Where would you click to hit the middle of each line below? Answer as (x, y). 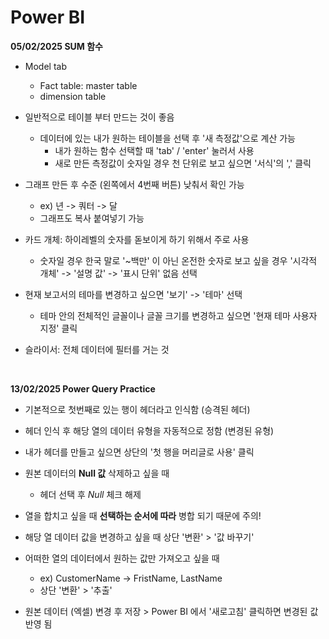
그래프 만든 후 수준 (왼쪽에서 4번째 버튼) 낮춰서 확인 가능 (134, 184)
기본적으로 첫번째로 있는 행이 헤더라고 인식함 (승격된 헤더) (137, 409)
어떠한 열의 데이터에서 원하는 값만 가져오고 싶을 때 (122, 558)
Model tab (45, 66)
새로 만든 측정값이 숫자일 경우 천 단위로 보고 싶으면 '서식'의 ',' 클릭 (183, 163)
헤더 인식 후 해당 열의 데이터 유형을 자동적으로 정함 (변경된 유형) (149, 430)
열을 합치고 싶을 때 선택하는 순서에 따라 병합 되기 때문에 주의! (143, 515)
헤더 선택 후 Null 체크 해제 (90, 494)
